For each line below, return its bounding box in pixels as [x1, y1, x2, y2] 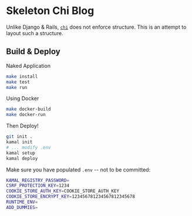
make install [6, 73, 38, 80]
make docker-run [6, 112, 46, 118]
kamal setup [6, 150, 35, 156]
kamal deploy [6, 155, 38, 162]
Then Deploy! [6, 122, 39, 129]
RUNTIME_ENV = [6, 199, 38, 205]
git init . [6, 133, 33, 140]
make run [6, 84, 28, 90]
